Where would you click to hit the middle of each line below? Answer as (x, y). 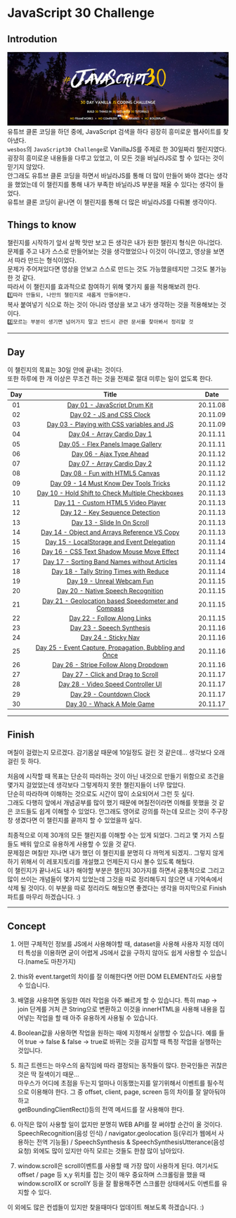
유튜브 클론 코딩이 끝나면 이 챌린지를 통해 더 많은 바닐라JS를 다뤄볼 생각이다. (112, 202)
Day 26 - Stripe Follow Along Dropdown (110, 664)
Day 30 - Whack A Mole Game (110, 704)
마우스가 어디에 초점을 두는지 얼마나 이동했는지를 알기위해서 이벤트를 (111, 1083)
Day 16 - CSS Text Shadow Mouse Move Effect (110, 552)
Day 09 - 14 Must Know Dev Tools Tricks (110, 483)
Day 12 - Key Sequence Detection (110, 513)
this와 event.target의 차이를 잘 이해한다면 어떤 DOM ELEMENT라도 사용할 (120, 976)
